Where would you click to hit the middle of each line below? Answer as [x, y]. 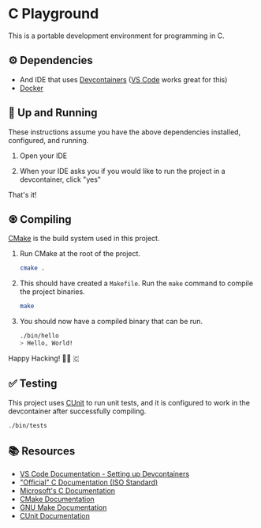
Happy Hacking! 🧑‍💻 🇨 [44, 358]
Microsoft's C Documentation [67, 491]
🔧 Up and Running [53, 113]
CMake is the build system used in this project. [84, 239]
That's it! [22, 194]
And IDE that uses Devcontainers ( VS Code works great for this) [123, 79]
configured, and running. [48, 140]
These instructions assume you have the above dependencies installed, [125, 132]
